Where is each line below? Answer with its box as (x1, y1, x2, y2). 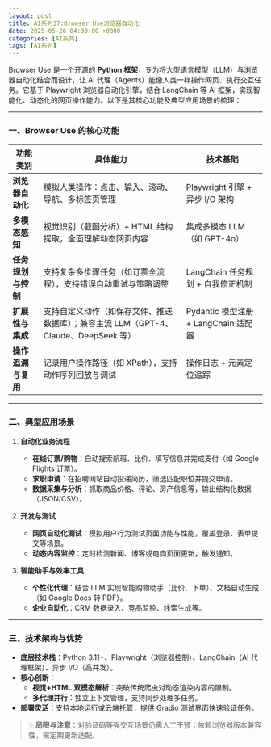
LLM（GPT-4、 (114, 318, 173, 329)
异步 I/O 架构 (186, 194, 235, 205)
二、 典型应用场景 (8, 417, 75, 428)
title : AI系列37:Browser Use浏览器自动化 (8, 19, 140, 27)
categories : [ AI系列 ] (8, 34, 79, 43)
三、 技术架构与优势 (8, 632, 83, 644)
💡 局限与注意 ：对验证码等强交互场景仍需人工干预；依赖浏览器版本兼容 (27, 720, 262, 730)
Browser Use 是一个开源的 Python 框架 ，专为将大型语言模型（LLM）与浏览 (8, 65, 259, 75)
